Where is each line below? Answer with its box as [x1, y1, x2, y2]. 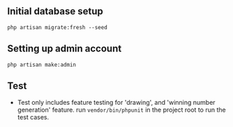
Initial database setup [7, 6, 103, 17]
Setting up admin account [7, 43, 122, 55]
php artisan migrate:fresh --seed [7, 24, 108, 31]
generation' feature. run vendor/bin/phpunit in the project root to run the [17, 105, 226, 114]
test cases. [17, 113, 50, 121]
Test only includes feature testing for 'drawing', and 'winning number [17, 99, 216, 107]
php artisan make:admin [7, 61, 77, 68]
